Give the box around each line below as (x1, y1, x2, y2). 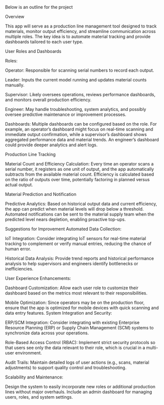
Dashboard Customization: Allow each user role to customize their (5, 285, 139, 291)
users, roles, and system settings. (5, 394, 73, 400)
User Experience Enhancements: (5, 275, 71, 281)
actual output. (5, 182, 33, 188)
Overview (5, 14, 24, 19)
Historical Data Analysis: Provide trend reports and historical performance (5, 255, 154, 261)
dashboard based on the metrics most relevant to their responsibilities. (5, 290, 148, 296)
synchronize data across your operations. (5, 330, 89, 336)
